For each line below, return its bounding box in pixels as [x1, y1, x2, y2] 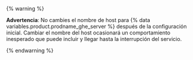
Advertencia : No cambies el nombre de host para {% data [6, 17, 150, 23]
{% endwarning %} [6, 47, 54, 54]
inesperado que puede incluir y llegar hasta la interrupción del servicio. [6, 36, 182, 42]
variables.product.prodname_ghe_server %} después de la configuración [6, 23, 187, 30]
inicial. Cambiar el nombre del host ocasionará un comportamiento [6, 29, 171, 36]
